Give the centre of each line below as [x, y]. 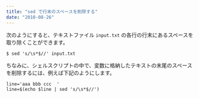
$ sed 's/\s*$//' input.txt [41, 53]
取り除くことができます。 [37, 42]
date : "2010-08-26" [30, 17]
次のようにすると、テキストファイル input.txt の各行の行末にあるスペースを [100, 35]
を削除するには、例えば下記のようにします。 [61, 72]
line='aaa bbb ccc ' [33, 84]
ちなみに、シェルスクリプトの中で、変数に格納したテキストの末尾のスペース [99, 65]
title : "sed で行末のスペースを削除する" [52, 12]
